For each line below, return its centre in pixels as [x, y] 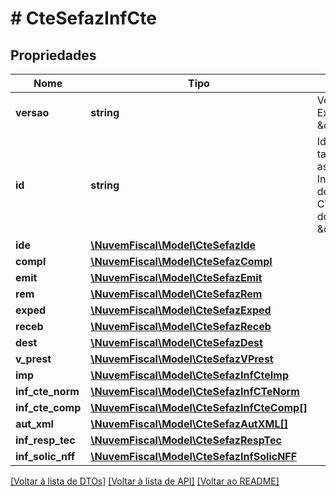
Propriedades [53, 55]
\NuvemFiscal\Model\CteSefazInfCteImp [189, 375]
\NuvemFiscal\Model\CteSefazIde [173, 245]
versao [32, 112]
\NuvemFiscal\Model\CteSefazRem [176, 294]
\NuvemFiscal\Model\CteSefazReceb [181, 326]
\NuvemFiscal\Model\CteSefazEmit [176, 277]
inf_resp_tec [45, 440]
